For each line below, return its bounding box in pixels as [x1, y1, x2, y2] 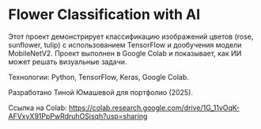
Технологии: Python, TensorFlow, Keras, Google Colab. [8, 72, 190, 82]
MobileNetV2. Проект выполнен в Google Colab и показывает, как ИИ [8, 48, 242, 58]
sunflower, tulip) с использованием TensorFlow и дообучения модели [8, 40, 242, 49]
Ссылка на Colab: [8, 103, 67, 112]
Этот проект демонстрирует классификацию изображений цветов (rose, [8, 32, 254, 41]
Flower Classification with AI [8, 6, 201, 24]
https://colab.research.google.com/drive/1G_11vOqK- [68, 103, 240, 112]
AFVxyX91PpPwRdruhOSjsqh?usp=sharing [8, 111, 148, 120]
